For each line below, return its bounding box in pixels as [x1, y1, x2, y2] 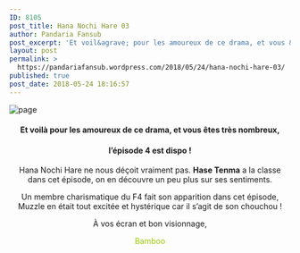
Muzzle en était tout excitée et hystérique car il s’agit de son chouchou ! [17, 201, 283, 212]
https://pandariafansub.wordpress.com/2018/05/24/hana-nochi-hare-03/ [17, 63, 286, 72]
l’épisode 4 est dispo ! [108, 145, 192, 156]
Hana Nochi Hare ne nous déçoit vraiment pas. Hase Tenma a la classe [19, 164, 281, 175]
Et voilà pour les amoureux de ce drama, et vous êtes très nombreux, [20, 124, 280, 135]
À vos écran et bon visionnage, [93, 218, 207, 229]
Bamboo [134, 236, 166, 247]
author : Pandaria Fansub [9, 30, 102, 38]
